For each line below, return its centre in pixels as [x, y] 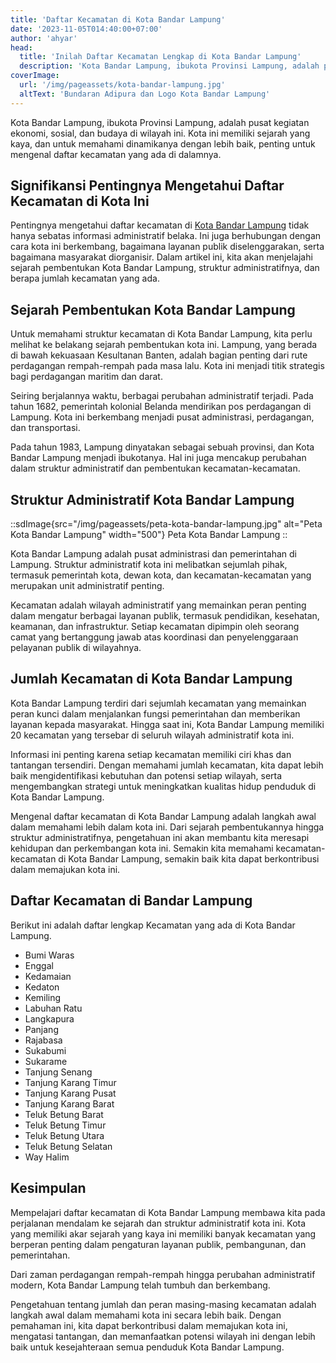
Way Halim [47, 1157]
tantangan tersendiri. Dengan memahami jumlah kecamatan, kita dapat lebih [167, 765]
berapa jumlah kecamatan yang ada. [85, 278]
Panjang [41, 1029]
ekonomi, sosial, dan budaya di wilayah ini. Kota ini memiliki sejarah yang [160, 133]
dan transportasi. [45, 428]
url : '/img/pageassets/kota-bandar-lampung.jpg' [122, 85]
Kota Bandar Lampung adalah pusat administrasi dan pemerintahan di [153, 554]
